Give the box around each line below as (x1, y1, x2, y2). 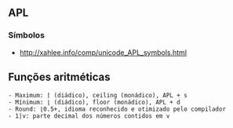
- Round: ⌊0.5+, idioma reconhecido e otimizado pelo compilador (8, 105, 226, 113)
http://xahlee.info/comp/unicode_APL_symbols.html (19, 47, 187, 57)
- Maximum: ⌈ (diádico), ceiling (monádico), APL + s (8, 91, 188, 99)
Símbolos (8, 30, 46, 41)
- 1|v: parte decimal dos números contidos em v (8, 112, 170, 120)
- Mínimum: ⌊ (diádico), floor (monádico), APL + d (8, 98, 180, 106)
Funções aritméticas (8, 71, 111, 84)
